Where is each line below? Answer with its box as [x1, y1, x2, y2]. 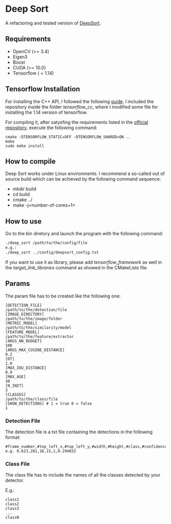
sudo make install [5, 143, 44, 148]
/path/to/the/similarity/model [5, 325, 72, 330]
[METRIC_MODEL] [5, 320, 38, 326]
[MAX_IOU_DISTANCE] [5, 365, 47, 370]
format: [5, 434, 21, 440]
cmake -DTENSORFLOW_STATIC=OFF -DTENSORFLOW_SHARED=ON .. [5, 134, 131, 139]
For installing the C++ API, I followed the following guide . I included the [5, 98, 154, 105]
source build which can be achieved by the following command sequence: [5, 176, 161, 182]
